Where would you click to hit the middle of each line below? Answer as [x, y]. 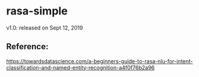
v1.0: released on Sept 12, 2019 [44, 28]
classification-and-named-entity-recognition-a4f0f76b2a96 [81, 67]
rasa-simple [37, 11]
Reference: [27, 47]
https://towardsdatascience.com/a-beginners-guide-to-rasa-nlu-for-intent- [100, 61]
